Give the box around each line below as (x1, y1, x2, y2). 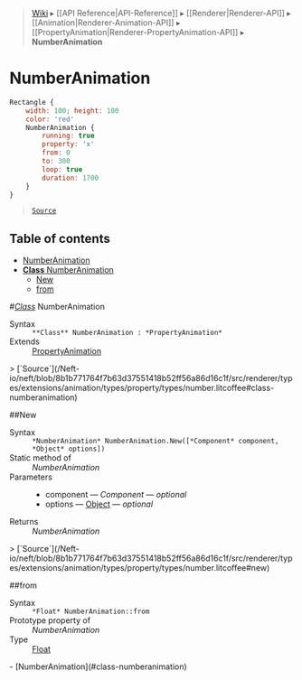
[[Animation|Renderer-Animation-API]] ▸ (31, 17, 181, 28)
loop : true (42, 164, 83, 174)
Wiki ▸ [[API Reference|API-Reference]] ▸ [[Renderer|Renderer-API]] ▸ (31, 8, 291, 18)
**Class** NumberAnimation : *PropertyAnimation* (32, 329, 223, 338)
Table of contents (9, 230, 110, 247)
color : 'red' (25, 115, 75, 124)
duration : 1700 (42, 173, 99, 182)
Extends (9, 336, 41, 347)
